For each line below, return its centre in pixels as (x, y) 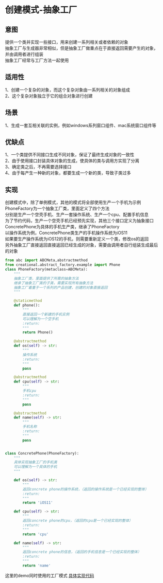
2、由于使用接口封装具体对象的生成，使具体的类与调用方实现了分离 (72, 161)
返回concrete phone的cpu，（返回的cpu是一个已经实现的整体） (78, 521)
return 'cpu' (36, 534)
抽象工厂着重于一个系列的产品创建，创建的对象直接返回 (61, 288)
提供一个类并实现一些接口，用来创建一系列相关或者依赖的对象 (67, 42)
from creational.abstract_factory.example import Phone (63, 265)
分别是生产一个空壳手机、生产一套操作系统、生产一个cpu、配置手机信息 (77, 215)
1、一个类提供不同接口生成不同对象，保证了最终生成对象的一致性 (70, 155)
